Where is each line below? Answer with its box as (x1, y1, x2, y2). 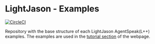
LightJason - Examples (5, 3, 99, 14)
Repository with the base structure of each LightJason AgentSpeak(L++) (5, 28, 150, 34)
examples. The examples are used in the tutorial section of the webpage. (5, 33, 151, 39)
